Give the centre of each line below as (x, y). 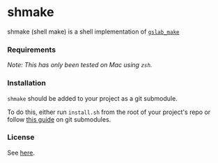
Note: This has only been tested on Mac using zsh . (80, 65)
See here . (21, 153)
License (21, 137)
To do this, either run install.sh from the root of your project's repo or (109, 112)
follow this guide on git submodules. (59, 119)
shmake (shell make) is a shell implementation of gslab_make (93, 31)
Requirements (32, 50)
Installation (27, 83)
